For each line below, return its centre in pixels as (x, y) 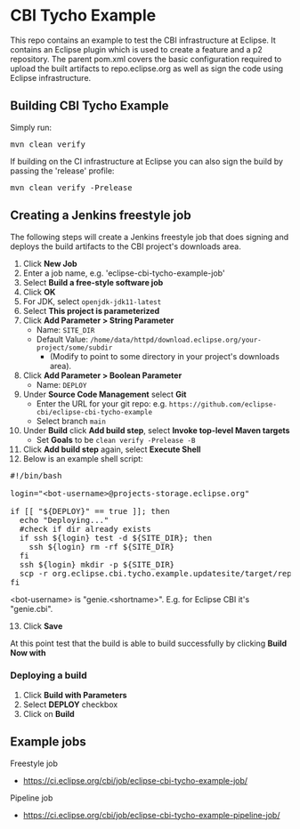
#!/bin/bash (36, 475)
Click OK (39, 292)
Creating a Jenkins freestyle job (101, 216)
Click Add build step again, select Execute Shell (112, 449)
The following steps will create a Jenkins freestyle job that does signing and (149, 237)
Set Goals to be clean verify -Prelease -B (116, 439)
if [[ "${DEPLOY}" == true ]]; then (90, 511)
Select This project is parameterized (91, 310)
